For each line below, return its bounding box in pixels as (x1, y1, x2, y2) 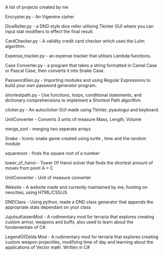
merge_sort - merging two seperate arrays (5, 126, 91, 132)
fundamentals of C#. (5, 224, 47, 230)
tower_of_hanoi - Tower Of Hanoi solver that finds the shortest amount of (5, 160, 153, 166)
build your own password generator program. (5, 82, 97, 88)
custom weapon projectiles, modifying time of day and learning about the (5, 239, 154, 245)
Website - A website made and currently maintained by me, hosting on (5, 184, 148, 190)
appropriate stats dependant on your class (5, 204, 91, 210)
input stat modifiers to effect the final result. (5, 29, 94, 34)
